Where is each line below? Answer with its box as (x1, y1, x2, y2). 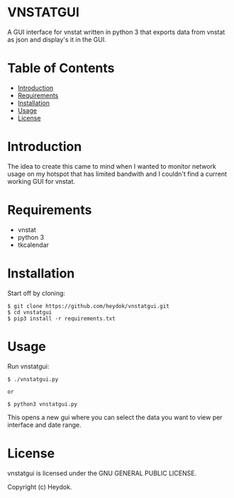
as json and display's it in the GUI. (7, 35, 106, 43)
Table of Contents (7, 60, 115, 77)
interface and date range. (7, 420, 82, 429)
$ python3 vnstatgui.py (7, 400, 78, 408)
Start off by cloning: (7, 289, 66, 297)
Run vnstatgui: (7, 362, 50, 370)
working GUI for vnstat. (7, 177, 76, 185)
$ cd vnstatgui (7, 309, 52, 316)
